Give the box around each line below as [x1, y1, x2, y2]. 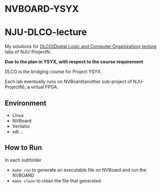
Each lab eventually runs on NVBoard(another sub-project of [5, 79, 132, 85]
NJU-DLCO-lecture [5, 27, 87, 38]
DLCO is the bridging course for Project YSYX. [5, 68, 102, 75]
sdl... [12, 128, 23, 134]
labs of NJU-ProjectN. [5, 49, 51, 55]
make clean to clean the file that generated [12, 177, 101, 184]
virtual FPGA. [31, 84, 59, 90]
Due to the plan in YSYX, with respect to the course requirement [5, 59, 144, 65]
